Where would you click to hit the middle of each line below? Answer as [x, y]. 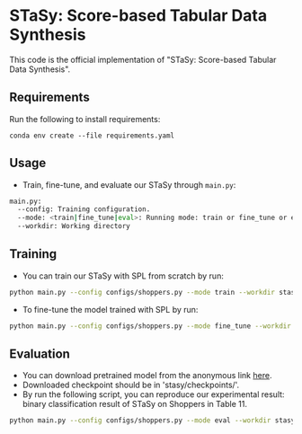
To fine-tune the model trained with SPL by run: [110, 309]
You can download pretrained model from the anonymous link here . [147, 376]
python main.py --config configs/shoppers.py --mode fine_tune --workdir [151, 326]
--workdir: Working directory [74, 226]
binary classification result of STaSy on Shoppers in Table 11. [134, 404]
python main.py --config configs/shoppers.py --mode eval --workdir [140, 421]
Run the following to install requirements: [85, 119]
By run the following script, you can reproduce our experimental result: [153, 394]
